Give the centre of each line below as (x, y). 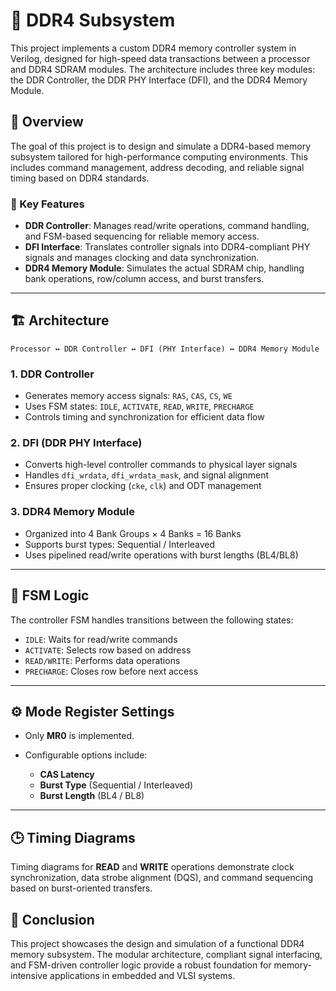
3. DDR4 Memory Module (72, 512)
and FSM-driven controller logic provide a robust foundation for (141, 965)
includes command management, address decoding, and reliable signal (157, 167)
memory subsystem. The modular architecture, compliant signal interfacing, (166, 954)
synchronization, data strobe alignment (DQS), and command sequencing (162, 878)
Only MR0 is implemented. (79, 736)
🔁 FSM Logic (50, 595)
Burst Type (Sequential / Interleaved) (116, 785)
